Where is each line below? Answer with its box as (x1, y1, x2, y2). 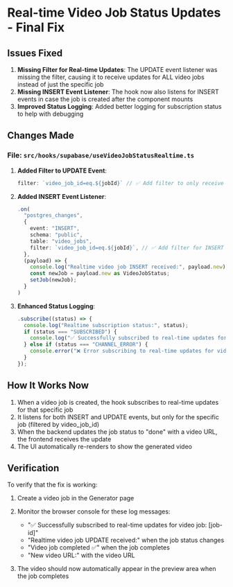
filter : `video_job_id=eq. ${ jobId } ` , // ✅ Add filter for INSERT (30, 244, 224, 251)
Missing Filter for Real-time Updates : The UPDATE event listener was (17, 66, 218, 73)
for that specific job (17, 405, 74, 414)
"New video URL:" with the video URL (27, 551, 135, 559)
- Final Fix (7, 19, 64, 35)
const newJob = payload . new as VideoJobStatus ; (30, 270, 170, 277)
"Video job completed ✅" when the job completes (27, 543, 170, 552)
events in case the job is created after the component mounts (17, 95, 193, 103)
